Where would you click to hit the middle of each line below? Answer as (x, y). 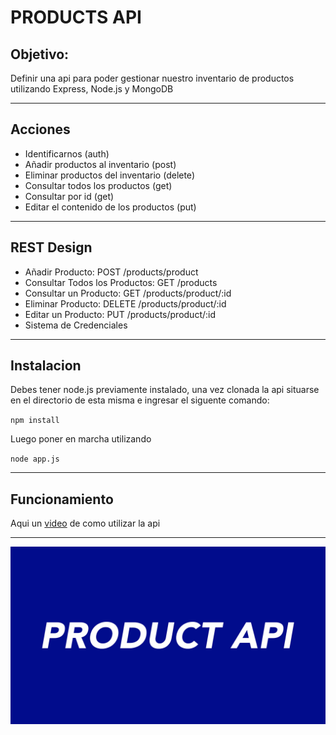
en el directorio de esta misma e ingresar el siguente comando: (140, 400)
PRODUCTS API (76, 17)
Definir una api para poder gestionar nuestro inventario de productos (152, 78)
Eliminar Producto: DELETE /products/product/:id (125, 303)
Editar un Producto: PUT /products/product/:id (120, 314)
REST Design (51, 247)
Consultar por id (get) (69, 196)
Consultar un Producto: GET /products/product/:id (128, 293)
